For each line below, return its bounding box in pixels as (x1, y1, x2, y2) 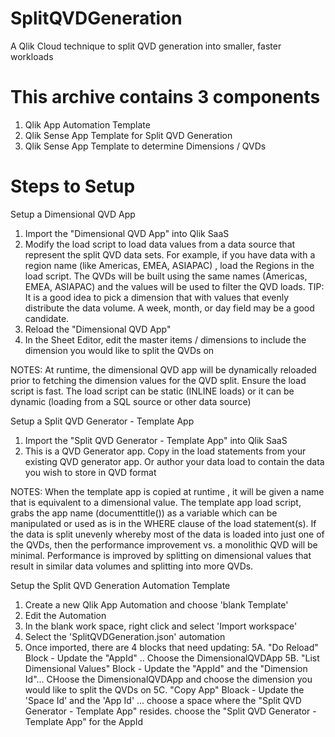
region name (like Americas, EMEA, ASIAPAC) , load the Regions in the (24, 259, 315, 271)
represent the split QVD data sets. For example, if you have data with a (24, 248, 316, 261)
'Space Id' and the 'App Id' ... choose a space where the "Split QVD (24, 694, 302, 706)
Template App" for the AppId (24, 715, 144, 727)
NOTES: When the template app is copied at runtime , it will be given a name (10, 485, 325, 497)
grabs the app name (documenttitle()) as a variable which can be (10, 507, 278, 519)
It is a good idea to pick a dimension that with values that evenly (24, 291, 290, 303)
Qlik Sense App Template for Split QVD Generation (24, 129, 233, 141)
